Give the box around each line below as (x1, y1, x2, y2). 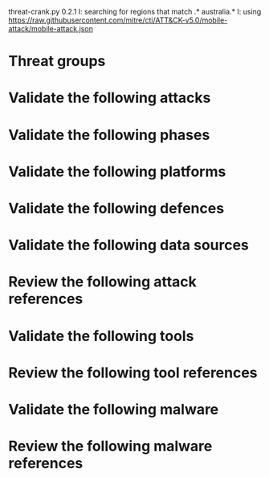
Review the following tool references (8, 364, 259, 381)
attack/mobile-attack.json (8, 24, 94, 33)
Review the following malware (8, 438, 213, 455)
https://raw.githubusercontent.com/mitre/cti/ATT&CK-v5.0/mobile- (8, 15, 228, 25)
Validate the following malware (8, 400, 219, 418)
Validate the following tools (8, 327, 194, 345)
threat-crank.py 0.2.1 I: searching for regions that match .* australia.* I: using (8, 7, 262, 16)
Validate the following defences (8, 199, 225, 217)
